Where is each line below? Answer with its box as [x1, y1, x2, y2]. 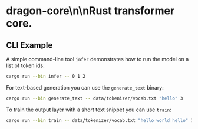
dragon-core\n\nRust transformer [6, 4, 175, 18]
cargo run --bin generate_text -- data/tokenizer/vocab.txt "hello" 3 [6, 95, 183, 101]
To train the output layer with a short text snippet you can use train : [6, 106, 172, 113]
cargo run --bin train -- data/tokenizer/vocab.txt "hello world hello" [6, 117, 189, 123]
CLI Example [6, 40, 53, 50]
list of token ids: [6, 62, 45, 69]
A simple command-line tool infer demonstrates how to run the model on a [6, 56, 189, 62]
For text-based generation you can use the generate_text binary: [6, 84, 164, 91]
